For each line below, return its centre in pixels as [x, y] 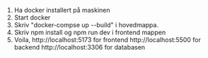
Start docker [32, 17]
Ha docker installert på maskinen [62, 10]
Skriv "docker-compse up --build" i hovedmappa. [86, 25]
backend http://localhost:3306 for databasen [80, 47]
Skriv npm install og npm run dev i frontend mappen [90, 32]
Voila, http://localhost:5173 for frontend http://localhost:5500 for [108, 40]
